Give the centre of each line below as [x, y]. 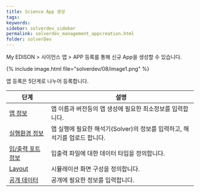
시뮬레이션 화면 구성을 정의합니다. [95, 169]
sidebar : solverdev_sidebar [41, 28]
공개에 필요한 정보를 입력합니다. [93, 180]
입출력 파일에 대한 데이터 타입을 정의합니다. [108, 153]
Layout [19, 169]
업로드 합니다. [87, 138]
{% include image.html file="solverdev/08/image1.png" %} [78, 69]
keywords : [18, 23]
